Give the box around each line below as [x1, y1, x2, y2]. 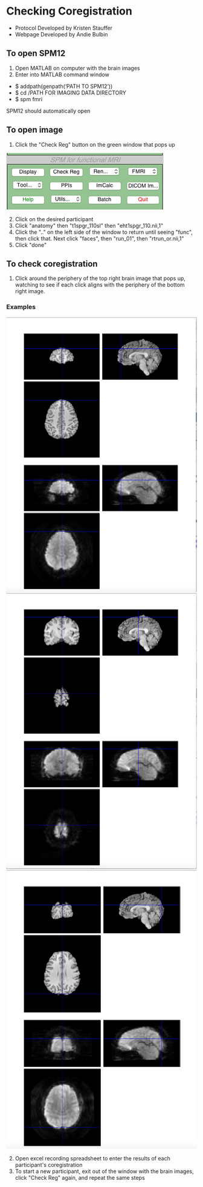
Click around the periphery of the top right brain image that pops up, [14, 274, 186, 282]
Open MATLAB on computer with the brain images [14, 64, 140, 71]
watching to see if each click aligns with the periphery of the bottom [14, 281, 185, 288]
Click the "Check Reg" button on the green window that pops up [14, 141, 175, 148]
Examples [6, 303, 36, 311]
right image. [14, 288, 45, 295]
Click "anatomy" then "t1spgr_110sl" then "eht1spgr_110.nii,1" [14, 222, 164, 229]
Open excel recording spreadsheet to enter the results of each [14, 1154, 170, 1162]
